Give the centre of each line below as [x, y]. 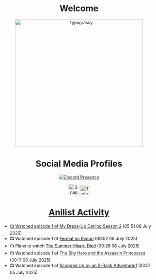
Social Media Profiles [79, 164]
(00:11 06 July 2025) [30, 260]
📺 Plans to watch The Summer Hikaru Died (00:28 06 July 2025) [75, 246]
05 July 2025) [23, 272]
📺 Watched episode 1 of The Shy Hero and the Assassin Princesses [77, 253]
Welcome [79, 8]
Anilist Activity [79, 213]
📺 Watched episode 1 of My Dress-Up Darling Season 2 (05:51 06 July [80, 226]
